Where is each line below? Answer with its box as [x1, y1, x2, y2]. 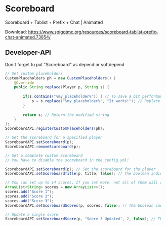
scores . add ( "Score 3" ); [5, 198, 54, 203]
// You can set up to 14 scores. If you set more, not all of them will [5, 180, 158, 185]
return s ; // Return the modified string [23, 112, 110, 117]
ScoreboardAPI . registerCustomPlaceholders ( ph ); [5, 126, 105, 131]
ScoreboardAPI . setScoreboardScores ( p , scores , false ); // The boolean [5, 203, 154, 208]
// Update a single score [5, 212, 58, 217]
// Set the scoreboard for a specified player [5, 135, 103, 140]
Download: [5, 29, 27, 35]
